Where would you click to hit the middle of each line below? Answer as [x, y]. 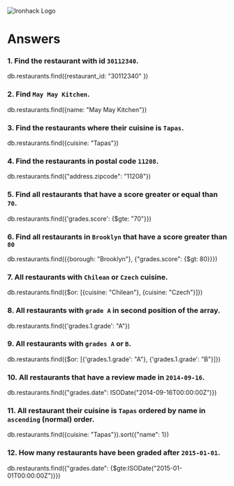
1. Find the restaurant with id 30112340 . [73, 61]
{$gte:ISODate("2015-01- [146, 468]
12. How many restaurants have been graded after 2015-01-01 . [114, 453]
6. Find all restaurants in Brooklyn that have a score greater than [117, 237]
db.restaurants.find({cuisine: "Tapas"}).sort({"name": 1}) [88, 435]
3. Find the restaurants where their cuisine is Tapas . [96, 127]
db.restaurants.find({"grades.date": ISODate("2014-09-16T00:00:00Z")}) [112, 393]
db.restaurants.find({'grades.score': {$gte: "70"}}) [79, 218]
